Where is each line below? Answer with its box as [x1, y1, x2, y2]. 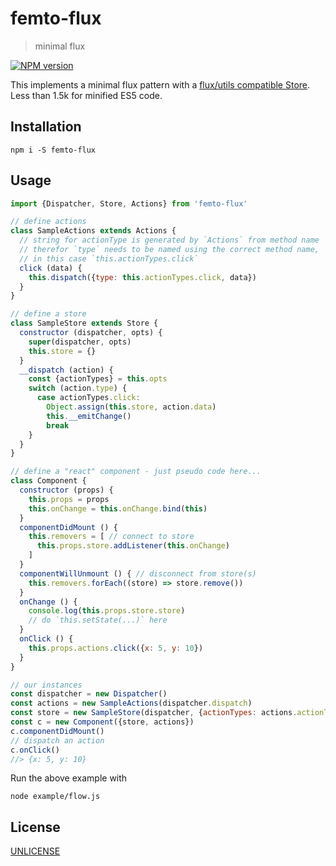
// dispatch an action [10, 735, 105, 746]
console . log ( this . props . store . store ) [28, 606, 186, 616]
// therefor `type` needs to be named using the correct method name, [19, 245, 320, 255]
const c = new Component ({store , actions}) [10, 717, 195, 727]
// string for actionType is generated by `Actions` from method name [19, 235, 320, 246]
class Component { [10, 476, 87, 486]
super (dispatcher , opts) [28, 337, 132, 347]
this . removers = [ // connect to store [28, 532, 195, 542]
